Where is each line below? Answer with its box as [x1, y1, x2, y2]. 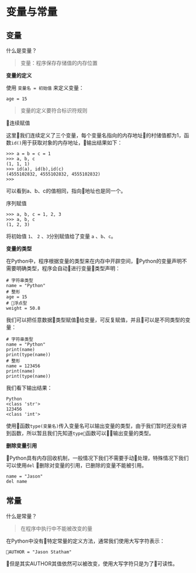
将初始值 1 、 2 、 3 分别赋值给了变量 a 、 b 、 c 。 [6, 233, 116, 240]
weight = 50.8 [6, 305, 41, 311]
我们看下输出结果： [6, 384, 53, 391]
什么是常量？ [6, 512, 37, 519]
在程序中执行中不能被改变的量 [20, 524, 92, 532]
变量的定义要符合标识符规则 [20, 107, 88, 114]
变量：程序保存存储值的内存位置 [20, 60, 98, 66]
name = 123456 [6, 363, 41, 369]
